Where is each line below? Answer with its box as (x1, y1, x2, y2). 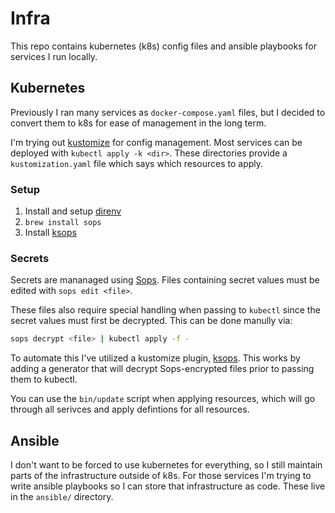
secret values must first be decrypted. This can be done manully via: (10, 315, 293, 327)
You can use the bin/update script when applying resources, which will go (10, 393, 316, 405)
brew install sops (24, 218, 102, 228)
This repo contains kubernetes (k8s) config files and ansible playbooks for (10, 40, 317, 52)
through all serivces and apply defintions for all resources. (10, 403, 250, 416)
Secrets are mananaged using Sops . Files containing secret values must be (10, 274, 320, 286)
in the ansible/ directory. (10, 491, 114, 503)
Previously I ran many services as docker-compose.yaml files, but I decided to (10, 106, 326, 118)
